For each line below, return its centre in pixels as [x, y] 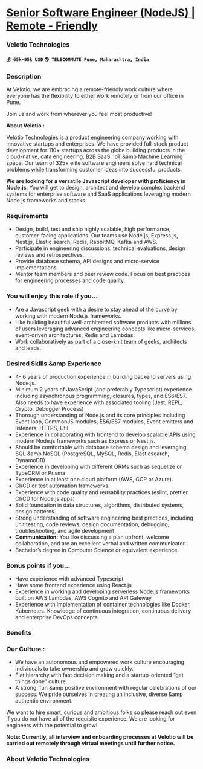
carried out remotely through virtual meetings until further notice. [91, 744]
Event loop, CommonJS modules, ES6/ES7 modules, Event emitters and [104, 421]
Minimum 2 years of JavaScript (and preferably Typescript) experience [103, 389]
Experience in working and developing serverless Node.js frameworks [102, 591]
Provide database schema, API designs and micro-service [87, 261]
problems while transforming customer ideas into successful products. [94, 169]
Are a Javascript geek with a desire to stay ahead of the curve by [96, 309]
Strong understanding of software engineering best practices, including [104, 518]
